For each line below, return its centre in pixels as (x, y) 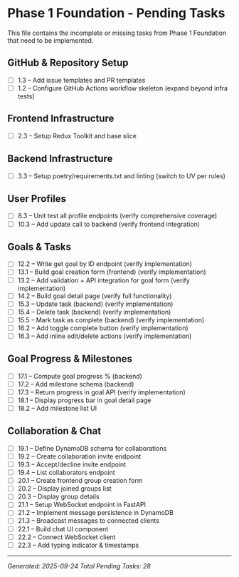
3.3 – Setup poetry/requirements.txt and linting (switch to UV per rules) (122, 175)
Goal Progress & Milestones (70, 359)
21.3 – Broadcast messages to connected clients (89, 521)
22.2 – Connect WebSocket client (67, 537)
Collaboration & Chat (54, 431)
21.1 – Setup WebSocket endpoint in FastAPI (82, 505)
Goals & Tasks (39, 246)
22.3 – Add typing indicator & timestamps (78, 545)
